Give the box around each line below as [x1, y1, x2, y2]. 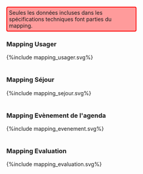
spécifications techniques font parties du [9, 16, 112, 23]
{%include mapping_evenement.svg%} [6, 125, 105, 132]
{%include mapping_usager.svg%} [6, 54, 93, 61]
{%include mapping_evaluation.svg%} [6, 161, 102, 168]
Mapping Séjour [6, 76, 55, 84]
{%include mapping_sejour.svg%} [6, 89, 91, 96]
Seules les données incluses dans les [9, 9, 103, 16]
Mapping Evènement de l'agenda [6, 111, 106, 120]
